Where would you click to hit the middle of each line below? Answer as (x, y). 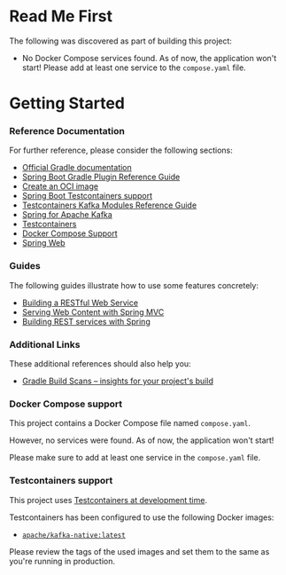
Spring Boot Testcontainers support (87, 196)
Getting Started (67, 103)
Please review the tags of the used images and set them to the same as (139, 551)
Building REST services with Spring (86, 321)
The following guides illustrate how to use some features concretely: (134, 285)
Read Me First (61, 16)
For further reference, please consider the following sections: (121, 150)
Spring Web (43, 243)
